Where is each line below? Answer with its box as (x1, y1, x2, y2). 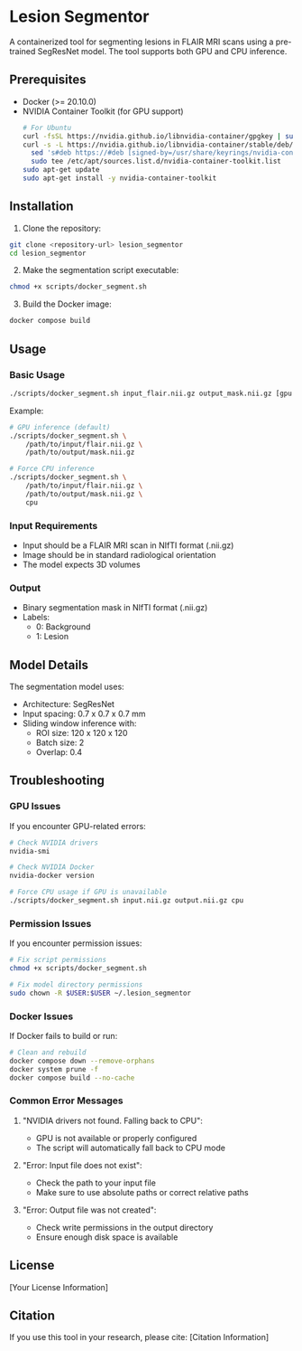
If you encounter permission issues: (9, 938, 142, 949)
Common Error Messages (9, 1094, 124, 1107)
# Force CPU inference (9, 464, 95, 474)
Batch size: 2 (35, 737, 85, 748)
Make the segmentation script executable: (22, 265, 179, 276)
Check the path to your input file (35, 1177, 156, 1188)
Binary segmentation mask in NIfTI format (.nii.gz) (22, 602, 208, 613)
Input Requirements (9, 519, 98, 532)
